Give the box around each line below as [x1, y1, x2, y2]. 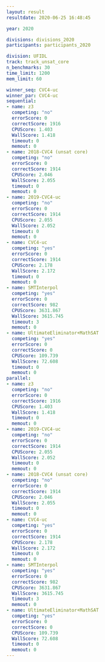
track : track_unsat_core [6, 59, 69, 65]
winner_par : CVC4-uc [6, 92, 59, 99]
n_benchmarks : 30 [6, 64, 50, 71]
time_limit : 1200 [6, 70, 50, 76]
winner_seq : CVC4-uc [6, 86, 59, 93]
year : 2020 [6, 26, 34, 32]
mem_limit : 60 [6, 75, 42, 82]
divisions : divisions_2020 [6, 37, 75, 43]
